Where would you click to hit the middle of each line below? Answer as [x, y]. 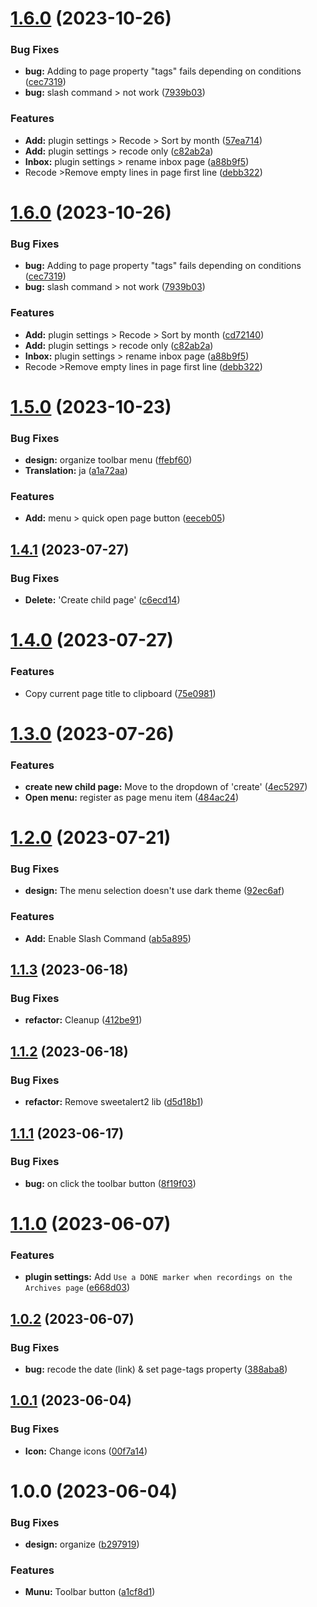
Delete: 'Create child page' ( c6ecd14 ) [102, 600]
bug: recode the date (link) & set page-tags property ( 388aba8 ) [156, 1369]
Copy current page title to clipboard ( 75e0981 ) [120, 693]
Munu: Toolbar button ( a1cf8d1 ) [90, 1592]
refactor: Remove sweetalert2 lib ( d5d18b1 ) [114, 1102]
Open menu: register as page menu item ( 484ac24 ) [132, 797]
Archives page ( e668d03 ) [77, 1288]
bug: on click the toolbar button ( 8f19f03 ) [110, 1183]
